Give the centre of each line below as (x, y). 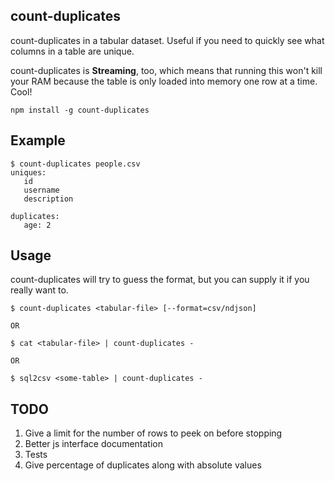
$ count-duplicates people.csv (75, 164)
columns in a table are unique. (72, 51)
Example (38, 140)
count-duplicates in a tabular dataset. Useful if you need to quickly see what (167, 40)
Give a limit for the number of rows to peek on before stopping (153, 433)
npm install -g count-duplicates (80, 110)
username (41, 190)
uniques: (28, 172)
